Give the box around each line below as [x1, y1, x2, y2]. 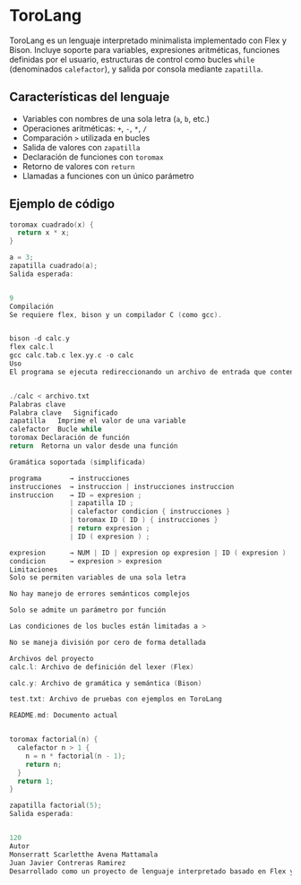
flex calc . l [9, 342, 54, 352]
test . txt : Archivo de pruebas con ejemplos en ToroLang [9, 695, 222, 704]
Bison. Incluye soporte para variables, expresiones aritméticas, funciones [9, 44, 280, 55]
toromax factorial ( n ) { [9, 735, 99, 744]
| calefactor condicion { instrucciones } [69, 507, 230, 516]
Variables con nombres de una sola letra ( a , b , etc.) [21, 113, 211, 124]
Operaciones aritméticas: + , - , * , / [21, 123, 148, 133]
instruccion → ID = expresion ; [9, 490, 142, 500]
